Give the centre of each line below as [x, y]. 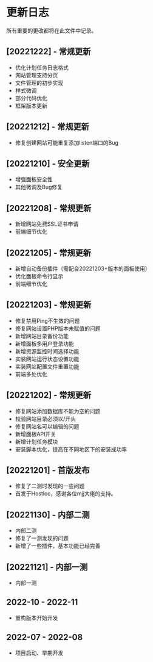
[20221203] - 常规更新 [49, 305]
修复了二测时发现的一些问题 [50, 486]
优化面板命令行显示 [39, 276]
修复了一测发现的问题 [42, 538]
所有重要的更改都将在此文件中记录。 [52, 31]
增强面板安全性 [34, 179]
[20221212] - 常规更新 [48, 127]
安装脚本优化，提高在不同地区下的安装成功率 [71, 449]
